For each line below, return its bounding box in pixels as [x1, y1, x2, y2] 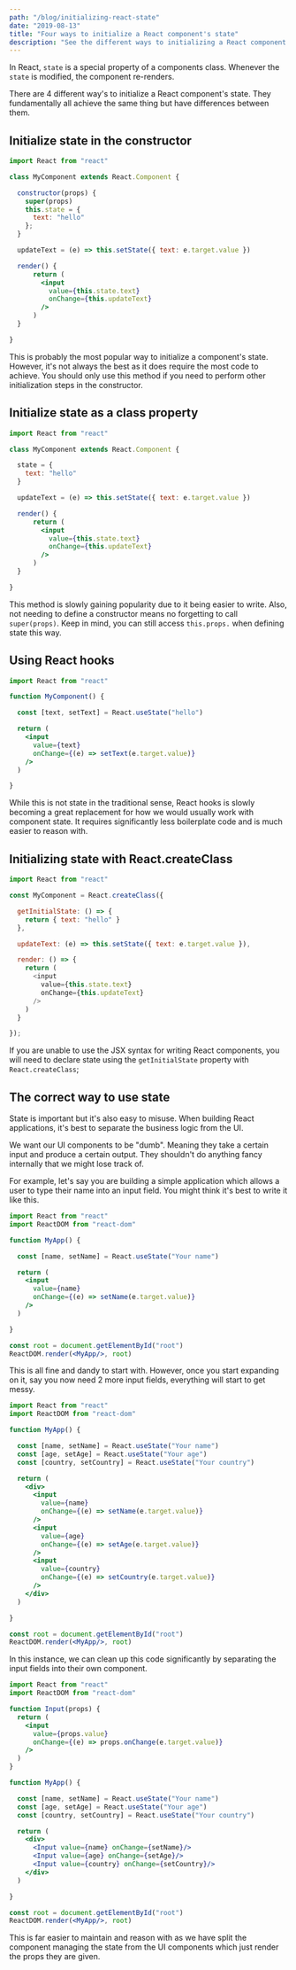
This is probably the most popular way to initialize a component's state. [9, 351, 269, 362]
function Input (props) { [9, 1705, 101, 1714]
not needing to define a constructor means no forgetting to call [9, 608, 239, 619]
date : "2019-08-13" [9, 21, 81, 30]
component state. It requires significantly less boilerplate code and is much [9, 816, 283, 827]
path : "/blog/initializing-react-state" [9, 12, 161, 22]
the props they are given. [9, 1951, 101, 1962]
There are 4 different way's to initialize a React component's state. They [9, 89, 271, 99]
